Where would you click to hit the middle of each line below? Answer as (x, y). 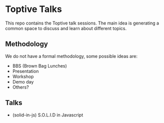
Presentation (25, 71)
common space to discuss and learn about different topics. (66, 28)
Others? (20, 87)
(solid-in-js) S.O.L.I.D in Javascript (48, 115)
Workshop (23, 76)
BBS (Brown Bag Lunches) (40, 65)
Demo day (23, 81)
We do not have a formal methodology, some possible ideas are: (71, 56)
